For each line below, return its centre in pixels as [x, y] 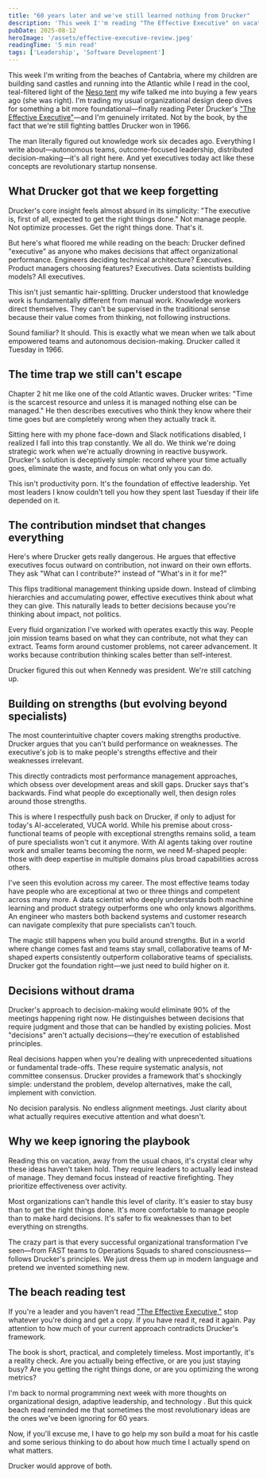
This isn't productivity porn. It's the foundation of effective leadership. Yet [129, 483]
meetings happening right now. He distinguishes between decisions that [126, 1018]
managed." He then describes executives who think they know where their [130, 411]
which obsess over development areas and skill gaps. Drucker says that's [128, 785]
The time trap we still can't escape [95, 374]
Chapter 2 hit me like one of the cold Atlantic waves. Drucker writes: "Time [130, 393]
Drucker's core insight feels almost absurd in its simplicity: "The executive [130, 210]
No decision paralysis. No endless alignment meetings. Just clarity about [128, 1108]
